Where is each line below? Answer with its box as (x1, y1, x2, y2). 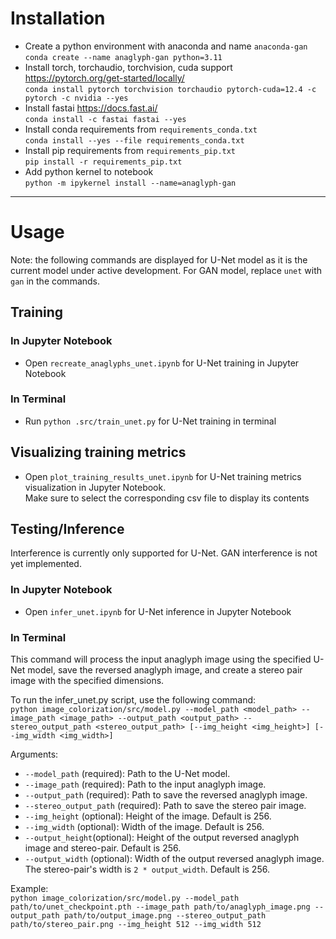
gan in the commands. (10, 275, 101, 287)
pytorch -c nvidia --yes (24, 93, 129, 103)
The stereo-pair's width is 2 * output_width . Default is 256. (24, 863, 270, 876)
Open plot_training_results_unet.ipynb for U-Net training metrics (24, 470, 302, 482)
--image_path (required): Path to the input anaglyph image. (24, 778, 267, 791)
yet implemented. (10, 558, 82, 570)
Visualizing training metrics (10, 444, 187, 461)
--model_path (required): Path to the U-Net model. (24, 768, 231, 780)
